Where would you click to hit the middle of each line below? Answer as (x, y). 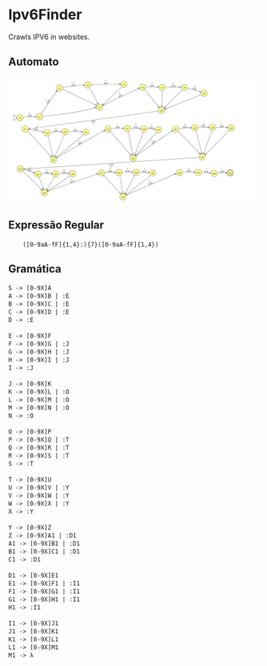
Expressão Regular (56, 225)
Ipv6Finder (45, 15)
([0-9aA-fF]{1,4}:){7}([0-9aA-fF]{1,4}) (91, 244)
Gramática (35, 269)
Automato (34, 62)
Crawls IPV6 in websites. (49, 37)
